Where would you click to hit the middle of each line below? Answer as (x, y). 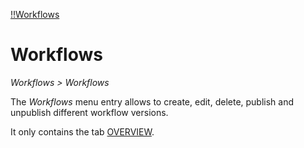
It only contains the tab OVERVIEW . (82, 131)
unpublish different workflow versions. (89, 112)
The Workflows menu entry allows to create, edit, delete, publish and (152, 101)
